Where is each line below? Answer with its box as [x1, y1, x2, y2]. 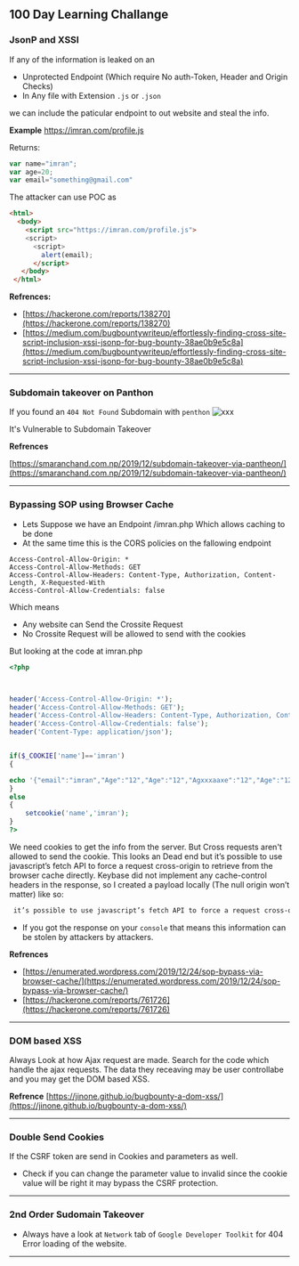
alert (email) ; [41, 250, 93, 259]
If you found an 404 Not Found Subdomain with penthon [9, 407, 211, 418]
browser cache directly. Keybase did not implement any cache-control [9, 870, 267, 881]
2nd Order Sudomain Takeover [9, 1208, 145, 1221]
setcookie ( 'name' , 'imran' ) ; [25, 809, 129, 818]
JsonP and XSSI [9, 34, 80, 46]
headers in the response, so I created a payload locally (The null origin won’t [9, 879, 290, 889]
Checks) [21, 80, 53, 92]
